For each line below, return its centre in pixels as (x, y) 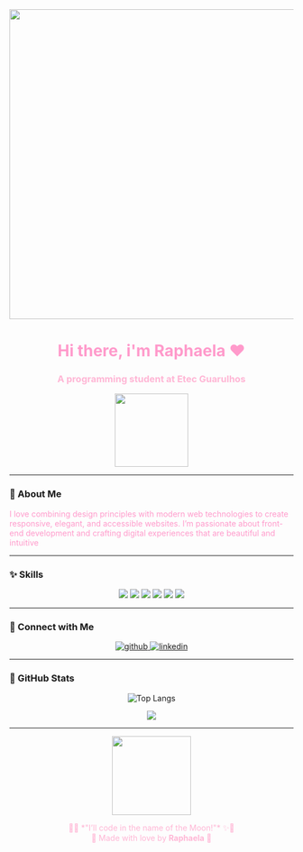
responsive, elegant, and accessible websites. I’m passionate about (134, 523)
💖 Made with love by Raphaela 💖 (151, 838)
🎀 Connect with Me (52, 627)
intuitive (24, 542)
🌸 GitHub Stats (42, 678)
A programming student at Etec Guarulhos (151, 380)
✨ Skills (27, 574)
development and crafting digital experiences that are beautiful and (151, 533)
